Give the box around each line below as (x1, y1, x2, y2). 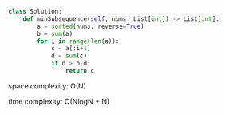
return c (65, 67, 94, 75)
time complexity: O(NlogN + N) (8, 96, 110, 106)
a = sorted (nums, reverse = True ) (37, 22, 145, 30)
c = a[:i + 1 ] (50, 45, 91, 53)
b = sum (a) (37, 29, 73, 37)
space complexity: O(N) (8, 81, 86, 91)
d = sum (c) (50, 52, 88, 60)
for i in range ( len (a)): (37, 37, 120, 45)
